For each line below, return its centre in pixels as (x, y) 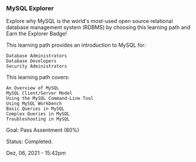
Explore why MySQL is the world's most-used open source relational (89, 21)
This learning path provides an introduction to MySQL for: (76, 45)
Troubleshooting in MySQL (38, 119)
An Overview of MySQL (33, 88)
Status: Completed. (30, 142)
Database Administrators (37, 56)
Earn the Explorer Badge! (37, 34)
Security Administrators (37, 66)
